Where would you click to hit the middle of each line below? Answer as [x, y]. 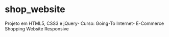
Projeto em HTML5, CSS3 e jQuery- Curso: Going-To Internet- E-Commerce [84, 23]
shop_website [35, 9]
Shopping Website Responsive [37, 28]
